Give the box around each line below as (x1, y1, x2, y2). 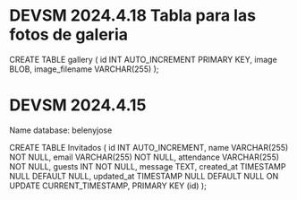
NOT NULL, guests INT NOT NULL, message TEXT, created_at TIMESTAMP (9, 161, 286, 171)
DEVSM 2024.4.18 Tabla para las (9, 5, 257, 26)
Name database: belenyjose (9, 125, 113, 135)
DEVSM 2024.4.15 (9, 95, 147, 116)
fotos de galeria (9, 24, 128, 45)
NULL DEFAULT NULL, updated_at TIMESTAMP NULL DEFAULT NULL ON (9, 170, 279, 181)
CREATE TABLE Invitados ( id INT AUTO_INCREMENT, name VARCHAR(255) (9, 142, 289, 152)
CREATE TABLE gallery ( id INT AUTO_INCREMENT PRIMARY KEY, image (9, 54, 277, 65)
